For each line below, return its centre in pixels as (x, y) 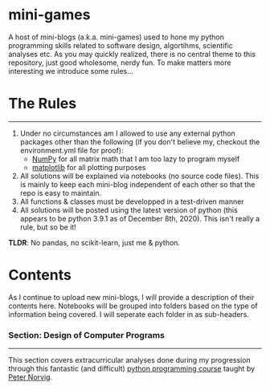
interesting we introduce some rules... (71, 71)
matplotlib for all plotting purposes (89, 167)
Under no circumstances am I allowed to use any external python (127, 133)
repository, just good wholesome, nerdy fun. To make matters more (120, 63)
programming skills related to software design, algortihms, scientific (121, 45)
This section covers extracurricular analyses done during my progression (129, 360)
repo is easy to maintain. (61, 193)
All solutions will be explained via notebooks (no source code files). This (139, 176)
